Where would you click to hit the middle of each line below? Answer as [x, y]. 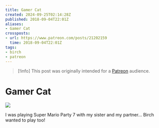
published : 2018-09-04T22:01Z [37, 19]
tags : [11, 47]
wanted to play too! [25, 120]
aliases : [14, 24]
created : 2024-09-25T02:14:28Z [38, 15]
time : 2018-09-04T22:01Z [36, 43]
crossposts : [18, 33]
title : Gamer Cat [23, 10]
